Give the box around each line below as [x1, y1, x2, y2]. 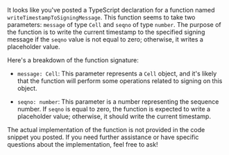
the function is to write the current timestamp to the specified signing [7, 28, 205, 36]
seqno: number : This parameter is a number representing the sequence [17, 98, 219, 106]
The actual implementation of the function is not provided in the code [7, 126, 205, 134]
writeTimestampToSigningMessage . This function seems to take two [7, 13, 196, 21]
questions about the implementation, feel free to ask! [7, 140, 158, 148]
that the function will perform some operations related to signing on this [17, 77, 223, 85]
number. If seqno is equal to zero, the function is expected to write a [17, 105, 210, 113]
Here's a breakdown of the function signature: [7, 56, 139, 64]
